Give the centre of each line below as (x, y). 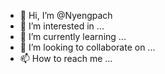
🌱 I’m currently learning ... (73, 36)
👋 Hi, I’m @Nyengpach (66, 15)
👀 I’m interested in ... (62, 26)
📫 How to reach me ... (66, 58)
